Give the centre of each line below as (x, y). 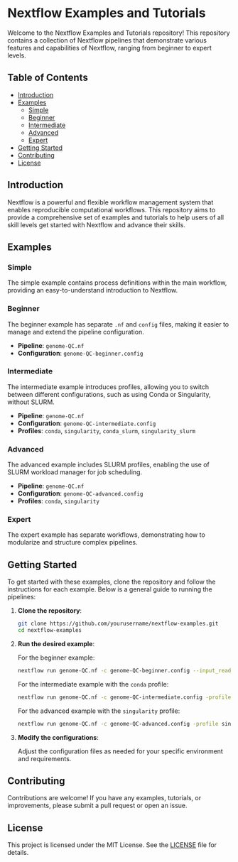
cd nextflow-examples (49, 631)
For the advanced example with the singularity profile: (99, 711)
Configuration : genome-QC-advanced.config (80, 493)
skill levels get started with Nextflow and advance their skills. (97, 224)
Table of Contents (48, 78)
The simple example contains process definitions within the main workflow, (117, 283)
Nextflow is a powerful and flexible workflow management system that (110, 202)
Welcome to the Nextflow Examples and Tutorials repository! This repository (119, 33)
